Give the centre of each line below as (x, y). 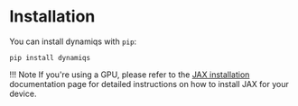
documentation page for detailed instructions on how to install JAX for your (149, 84)
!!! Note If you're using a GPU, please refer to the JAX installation (130, 75)
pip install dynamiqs (50, 57)
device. (23, 93)
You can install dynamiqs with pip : (73, 41)
